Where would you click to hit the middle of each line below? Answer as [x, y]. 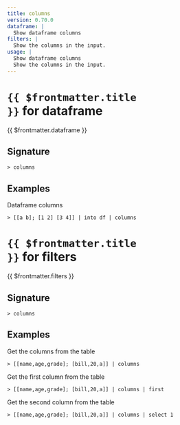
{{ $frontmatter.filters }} [41, 276]
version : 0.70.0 [30, 20]
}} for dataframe [55, 111]
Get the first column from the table [56, 377]
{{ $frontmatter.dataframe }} [47, 130]
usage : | [20, 52]
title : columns [29, 13]
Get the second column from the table [61, 402]
